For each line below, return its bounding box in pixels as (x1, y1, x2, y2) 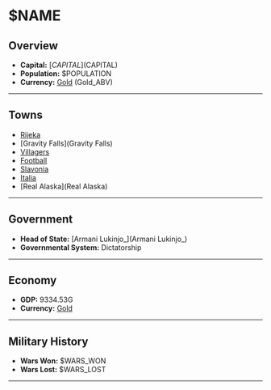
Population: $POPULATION (19, 69, 112, 78)
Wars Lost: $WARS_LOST (19, 365, 106, 375)
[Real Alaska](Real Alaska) (19, 181, 108, 191)
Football (19, 155, 48, 165)
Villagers (19, 146, 50, 156)
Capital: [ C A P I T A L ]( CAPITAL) (19, 60, 119, 70)
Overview (8, 39, 59, 53)
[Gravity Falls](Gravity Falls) (19, 138, 113, 148)
